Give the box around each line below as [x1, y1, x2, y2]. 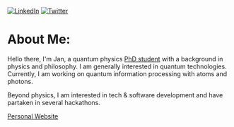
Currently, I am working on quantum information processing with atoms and [7, 69, 228, 78]
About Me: [7, 32, 71, 47]
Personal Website [7, 111, 59, 120]
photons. [7, 77, 33, 85]
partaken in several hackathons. [7, 98, 101, 107]
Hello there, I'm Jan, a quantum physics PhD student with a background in [7, 54, 223, 63]
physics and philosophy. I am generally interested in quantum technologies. [7, 62, 228, 71]
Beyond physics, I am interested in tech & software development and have [7, 90, 223, 99]
